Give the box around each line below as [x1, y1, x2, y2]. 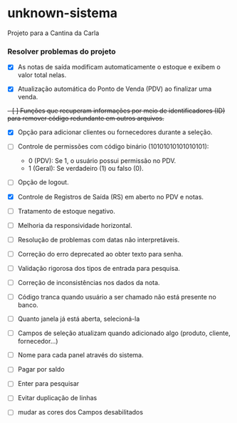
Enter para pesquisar [17, 379, 80, 388]
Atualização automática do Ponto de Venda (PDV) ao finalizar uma [17, 84, 212, 94]
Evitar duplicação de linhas [17, 394, 98, 402]
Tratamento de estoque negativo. [17, 206, 116, 215]
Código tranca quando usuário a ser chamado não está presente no [17, 292, 217, 301]
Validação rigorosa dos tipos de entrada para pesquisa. [17, 264, 180, 272]
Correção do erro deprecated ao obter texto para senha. [17, 249, 184, 258]
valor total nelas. [17, 71, 67, 79]
